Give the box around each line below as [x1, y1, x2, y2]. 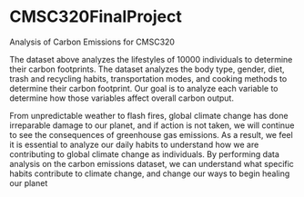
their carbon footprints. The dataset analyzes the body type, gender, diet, [9, 64, 285, 74]
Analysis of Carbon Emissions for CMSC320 [9, 36, 176, 47]
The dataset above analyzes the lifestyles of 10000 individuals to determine [9, 54, 293, 64]
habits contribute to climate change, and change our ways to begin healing [9, 168, 290, 179]
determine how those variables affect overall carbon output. [9, 93, 235, 103]
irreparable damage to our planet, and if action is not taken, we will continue [9, 120, 295, 131]
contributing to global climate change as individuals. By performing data [9, 148, 280, 160]
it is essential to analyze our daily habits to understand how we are [9, 139, 259, 150]
